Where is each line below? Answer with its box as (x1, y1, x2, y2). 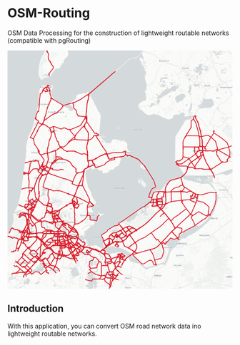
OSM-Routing (7, 5, 91, 21)
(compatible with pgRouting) (7, 36, 91, 44)
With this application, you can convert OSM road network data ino (7, 321, 201, 330)
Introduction (7, 303, 64, 315)
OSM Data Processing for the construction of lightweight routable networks (7, 29, 230, 37)
